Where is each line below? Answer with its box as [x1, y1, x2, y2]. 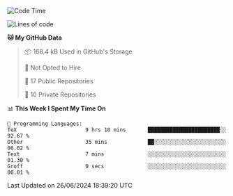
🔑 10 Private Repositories [24, 90, 96, 99]
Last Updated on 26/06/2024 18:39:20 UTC [7, 181, 133, 189]
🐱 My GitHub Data [7, 33, 63, 42]
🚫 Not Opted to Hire [24, 63, 82, 72]
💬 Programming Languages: [7, 120, 82, 127]
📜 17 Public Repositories [24, 77, 93, 85]
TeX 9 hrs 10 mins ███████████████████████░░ [7, 126, 227, 133]
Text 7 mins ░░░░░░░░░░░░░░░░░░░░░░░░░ [7, 151, 227, 158]
